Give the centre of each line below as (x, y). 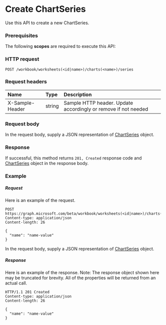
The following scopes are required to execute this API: (61, 46)
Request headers (26, 81)
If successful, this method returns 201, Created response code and (74, 158)
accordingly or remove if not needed (106, 109)
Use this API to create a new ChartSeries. (47, 23)
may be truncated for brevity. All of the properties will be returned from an (81, 278)
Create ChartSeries (46, 9)
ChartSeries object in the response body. (47, 163)
